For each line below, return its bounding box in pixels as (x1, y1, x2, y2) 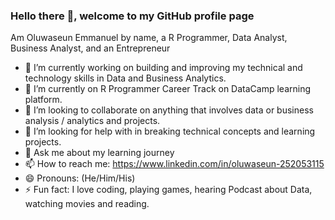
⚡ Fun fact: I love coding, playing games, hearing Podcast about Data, (24, 184, 313, 196)
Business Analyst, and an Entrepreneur (10, 42, 171, 54)
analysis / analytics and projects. (24, 115, 161, 127)
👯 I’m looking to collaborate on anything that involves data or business (24, 104, 314, 116)
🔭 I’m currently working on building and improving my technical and (24, 62, 303, 74)
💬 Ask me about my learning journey (24, 147, 175, 159)
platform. (24, 94, 63, 106)
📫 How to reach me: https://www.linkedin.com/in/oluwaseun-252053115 (24, 158, 325, 170)
